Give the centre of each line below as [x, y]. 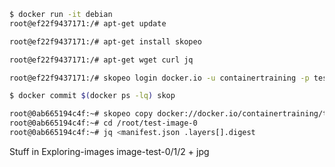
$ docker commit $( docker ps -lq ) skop [92, 96]
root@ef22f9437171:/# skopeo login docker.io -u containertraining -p [159, 78]
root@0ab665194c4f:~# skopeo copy [81, 114]
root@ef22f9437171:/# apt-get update [88, 23]
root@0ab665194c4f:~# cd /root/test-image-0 [103, 123]
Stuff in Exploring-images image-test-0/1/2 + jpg [109, 151]
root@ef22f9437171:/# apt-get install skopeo [105, 41]
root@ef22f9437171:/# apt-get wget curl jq [101, 60]
